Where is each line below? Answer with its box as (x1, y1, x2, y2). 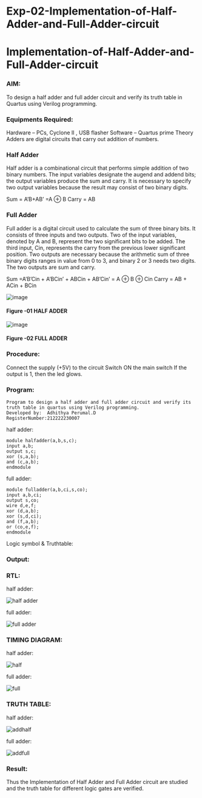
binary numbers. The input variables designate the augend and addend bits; (6, 171, 196, 178)
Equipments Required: (6, 115, 73, 123)
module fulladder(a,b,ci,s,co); (6, 487, 88, 493)
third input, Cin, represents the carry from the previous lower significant (6, 244, 186, 251)
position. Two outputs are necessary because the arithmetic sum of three (6, 251, 190, 258)
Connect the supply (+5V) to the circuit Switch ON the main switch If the (6, 364, 187, 371)
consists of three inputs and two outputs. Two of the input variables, (6, 231, 177, 238)
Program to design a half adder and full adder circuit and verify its (6, 399, 191, 405)
